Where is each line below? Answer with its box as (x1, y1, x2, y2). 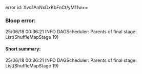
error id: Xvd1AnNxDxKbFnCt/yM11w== (5, 5, 88, 10)
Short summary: (5, 45, 41, 52)
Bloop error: (5, 17, 36, 24)
